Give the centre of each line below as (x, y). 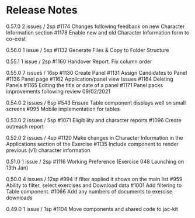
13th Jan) (17, 168)
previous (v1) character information (48, 150)
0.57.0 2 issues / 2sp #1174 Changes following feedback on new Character (95, 26)
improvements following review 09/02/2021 (58, 91)
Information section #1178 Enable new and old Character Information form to (98, 32)
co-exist (16, 39)
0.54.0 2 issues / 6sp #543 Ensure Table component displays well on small (96, 102)
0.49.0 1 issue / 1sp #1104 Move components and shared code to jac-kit (92, 209)
